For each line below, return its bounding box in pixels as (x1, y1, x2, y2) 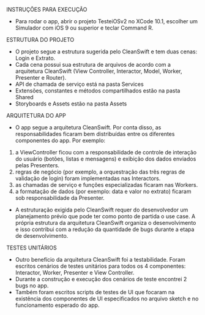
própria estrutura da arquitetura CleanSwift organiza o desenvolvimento (15, 219, 196, 226)
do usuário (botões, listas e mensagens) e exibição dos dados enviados (15, 155, 196, 162)
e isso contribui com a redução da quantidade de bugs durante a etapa (15, 226, 195, 233)
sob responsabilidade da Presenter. (15, 194, 105, 202)
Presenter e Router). (15, 74, 67, 81)
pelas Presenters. (15, 162, 60, 169)
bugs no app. (15, 282, 49, 289)
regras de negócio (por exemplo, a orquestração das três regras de (15, 169, 185, 175)
